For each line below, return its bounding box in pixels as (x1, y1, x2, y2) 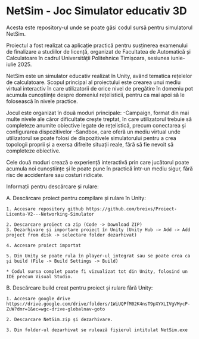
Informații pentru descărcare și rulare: (6, 183, 99, 190)
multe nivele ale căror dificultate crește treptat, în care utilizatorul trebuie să (6, 115, 192, 123)
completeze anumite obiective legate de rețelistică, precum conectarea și (6, 122, 186, 129)
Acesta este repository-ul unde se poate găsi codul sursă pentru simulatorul (6, 24, 192, 31)
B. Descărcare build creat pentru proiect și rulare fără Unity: (6, 284, 153, 291)
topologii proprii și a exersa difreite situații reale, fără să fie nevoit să (6, 141, 174, 148)
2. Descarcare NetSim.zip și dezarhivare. (6, 316, 113, 322)
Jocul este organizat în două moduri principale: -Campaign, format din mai (6, 109, 189, 116)
